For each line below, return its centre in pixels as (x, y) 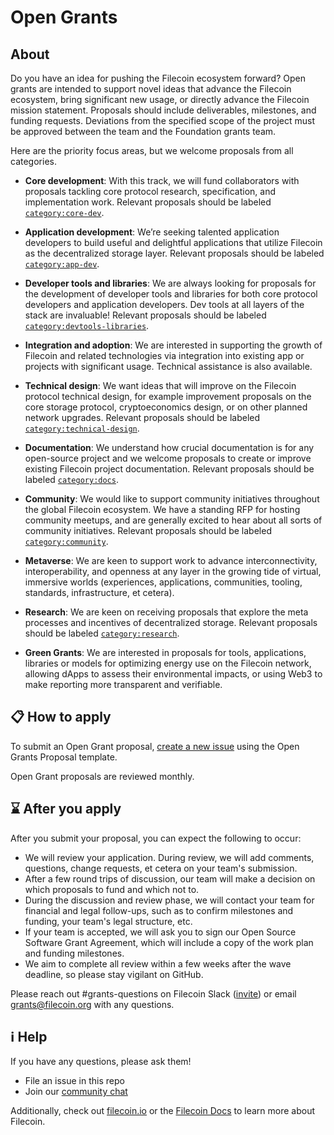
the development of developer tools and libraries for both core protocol (171, 294)
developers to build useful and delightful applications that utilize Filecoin (173, 242)
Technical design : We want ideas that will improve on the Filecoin (160, 385)
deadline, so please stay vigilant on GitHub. (114, 974)
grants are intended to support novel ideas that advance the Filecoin (151, 89)
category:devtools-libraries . (87, 325)
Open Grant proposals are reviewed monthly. (102, 776)
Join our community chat (76, 1092)
